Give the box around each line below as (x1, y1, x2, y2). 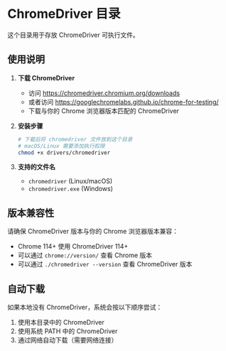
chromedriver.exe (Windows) (28, 185, 114, 193)
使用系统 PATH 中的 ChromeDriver (17, 327, 118, 335)
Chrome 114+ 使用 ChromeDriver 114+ (17, 242, 129, 251)
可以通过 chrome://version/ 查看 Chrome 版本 (17, 251, 153, 259)
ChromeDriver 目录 (7, 6, 121, 22)
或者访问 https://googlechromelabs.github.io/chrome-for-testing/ (28, 97, 219, 106)
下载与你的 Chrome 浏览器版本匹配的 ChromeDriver (28, 107, 180, 115)
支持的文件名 (17, 163, 55, 171)
